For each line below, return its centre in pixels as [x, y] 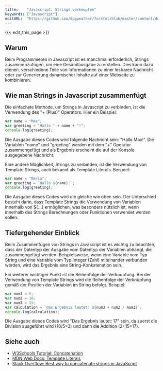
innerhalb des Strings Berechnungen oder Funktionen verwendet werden [78, 212]
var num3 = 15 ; [20, 303]
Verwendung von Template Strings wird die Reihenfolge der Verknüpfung [78, 280]
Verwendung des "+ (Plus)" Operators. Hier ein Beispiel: [61, 112]
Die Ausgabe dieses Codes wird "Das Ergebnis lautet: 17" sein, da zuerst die [81, 321]
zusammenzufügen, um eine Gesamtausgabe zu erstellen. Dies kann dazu [79, 65]
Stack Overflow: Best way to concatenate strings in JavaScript [74, 364]
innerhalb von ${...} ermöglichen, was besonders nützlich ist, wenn [72, 207]
